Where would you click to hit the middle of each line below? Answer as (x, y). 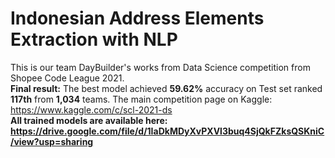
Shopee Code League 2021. (67, 78)
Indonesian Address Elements (137, 18)
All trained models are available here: (89, 120)
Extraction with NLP (94, 39)
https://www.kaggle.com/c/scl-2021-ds (91, 109)
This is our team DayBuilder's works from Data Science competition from (160, 67)
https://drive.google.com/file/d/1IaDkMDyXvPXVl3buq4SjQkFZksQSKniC (167, 131)
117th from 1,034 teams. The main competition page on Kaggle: (141, 99)
